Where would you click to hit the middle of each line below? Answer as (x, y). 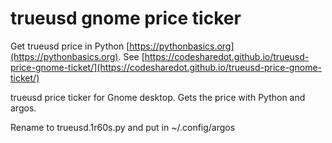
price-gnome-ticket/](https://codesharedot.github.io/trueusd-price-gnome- (166, 67)
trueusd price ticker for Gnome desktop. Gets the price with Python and (158, 97)
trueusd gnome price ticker (126, 18)
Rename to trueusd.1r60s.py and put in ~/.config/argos (123, 127)
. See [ (131, 56)
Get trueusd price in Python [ (70, 46)
